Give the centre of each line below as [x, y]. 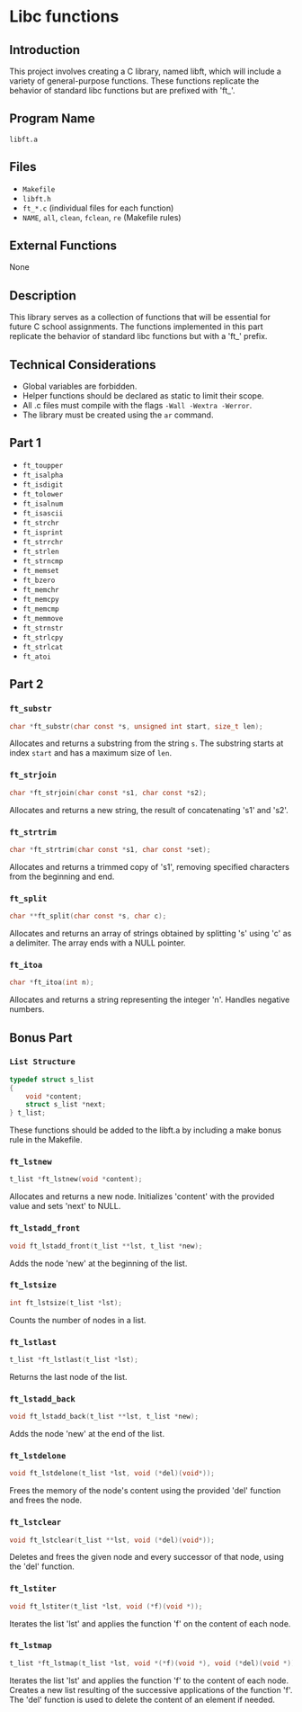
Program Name [53, 119]
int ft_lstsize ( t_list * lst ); [66, 1303]
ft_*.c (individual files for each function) [98, 208]
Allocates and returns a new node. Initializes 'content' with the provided [142, 1197]
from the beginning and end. [62, 876]
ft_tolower [43, 494]
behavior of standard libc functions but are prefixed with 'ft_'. [122, 90]
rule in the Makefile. [46, 1140]
